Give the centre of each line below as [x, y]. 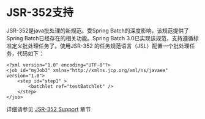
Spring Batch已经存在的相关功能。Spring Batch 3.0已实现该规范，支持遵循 [100, 38]
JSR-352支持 [40, 13]
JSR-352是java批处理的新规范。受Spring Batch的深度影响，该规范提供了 [98, 31]
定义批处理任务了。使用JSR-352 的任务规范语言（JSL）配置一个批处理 [100, 46]
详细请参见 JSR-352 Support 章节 [49, 109]
